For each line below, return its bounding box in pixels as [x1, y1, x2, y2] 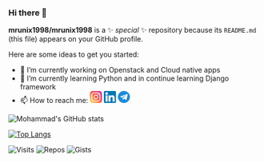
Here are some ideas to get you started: [8, 49, 140, 59]
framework [19, 82, 57, 92]
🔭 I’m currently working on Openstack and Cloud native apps [19, 65, 221, 75]
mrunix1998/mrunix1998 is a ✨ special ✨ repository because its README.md [8, 26, 257, 35]
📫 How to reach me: [19, 96, 89, 105]
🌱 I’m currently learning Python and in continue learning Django [19, 73, 230, 83]
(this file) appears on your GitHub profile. [8, 34, 144, 44]
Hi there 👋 [8, 7, 48, 18]
